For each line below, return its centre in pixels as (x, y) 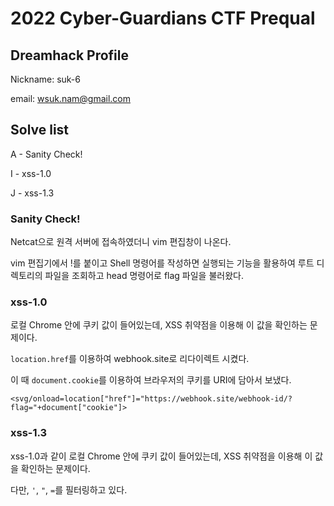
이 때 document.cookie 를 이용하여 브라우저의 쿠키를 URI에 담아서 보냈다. (151, 380)
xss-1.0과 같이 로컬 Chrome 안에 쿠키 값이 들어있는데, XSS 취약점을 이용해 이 (161, 456)
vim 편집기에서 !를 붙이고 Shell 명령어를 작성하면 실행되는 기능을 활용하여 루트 (162, 263)
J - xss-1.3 (32, 193)
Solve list (40, 130)
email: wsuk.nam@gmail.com (70, 98)
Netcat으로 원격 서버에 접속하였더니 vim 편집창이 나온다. (121, 242)
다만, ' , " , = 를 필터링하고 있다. (69, 489)
